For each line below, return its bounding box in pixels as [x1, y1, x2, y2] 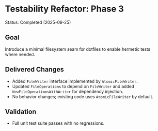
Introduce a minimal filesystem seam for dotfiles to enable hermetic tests [5, 46, 151, 52]
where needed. [5, 51, 35, 57]
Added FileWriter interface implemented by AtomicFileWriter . [12, 78, 138, 84]
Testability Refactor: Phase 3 [5, 3, 124, 15]
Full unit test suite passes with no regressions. [12, 120, 105, 126]
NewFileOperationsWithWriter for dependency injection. [12, 88, 124, 94]
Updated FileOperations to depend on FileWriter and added [12, 83, 135, 89]
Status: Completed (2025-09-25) [5, 19, 71, 25]
